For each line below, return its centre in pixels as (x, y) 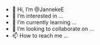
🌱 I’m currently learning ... (44, 22)
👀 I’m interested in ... (38, 16)
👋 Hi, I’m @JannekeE (38, 9)
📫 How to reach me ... (40, 36)
